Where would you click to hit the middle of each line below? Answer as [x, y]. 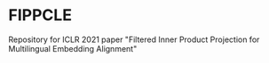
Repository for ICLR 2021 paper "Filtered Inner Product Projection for [134, 39]
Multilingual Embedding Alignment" [73, 48]
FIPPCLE [40, 15]
